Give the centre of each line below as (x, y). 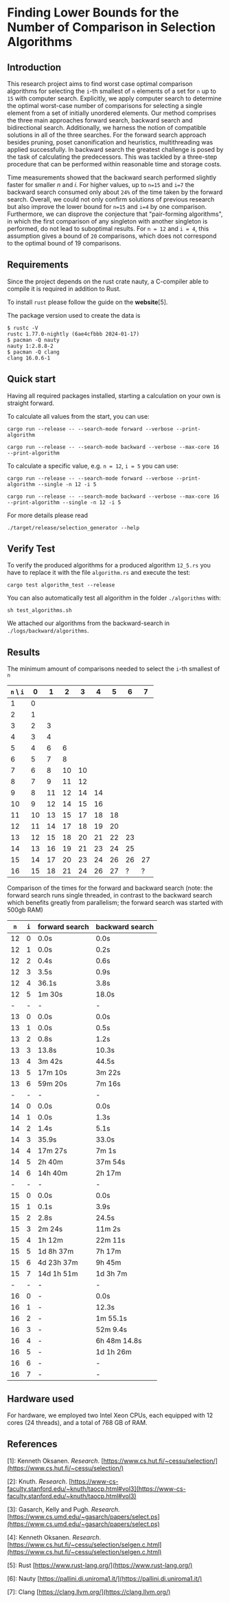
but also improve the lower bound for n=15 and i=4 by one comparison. (107, 207)
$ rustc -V (23, 328)
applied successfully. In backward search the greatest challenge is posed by (115, 150)
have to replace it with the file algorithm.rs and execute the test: (99, 573)
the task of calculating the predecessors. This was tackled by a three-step (112, 157)
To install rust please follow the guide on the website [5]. (88, 302)
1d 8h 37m (56, 1252)
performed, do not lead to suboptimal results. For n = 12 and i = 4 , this (108, 229)
